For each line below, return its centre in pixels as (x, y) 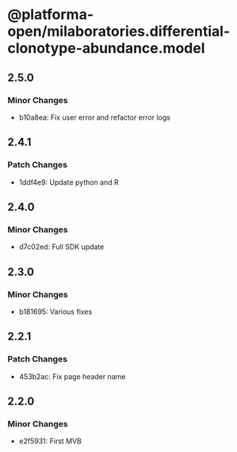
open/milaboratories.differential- (119, 31)
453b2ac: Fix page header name (72, 376)
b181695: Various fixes (55, 312)
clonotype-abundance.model (106, 48)
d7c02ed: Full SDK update (61, 247)
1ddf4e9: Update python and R (69, 182)
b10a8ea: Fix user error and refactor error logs (95, 117)
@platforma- (51, 15)
